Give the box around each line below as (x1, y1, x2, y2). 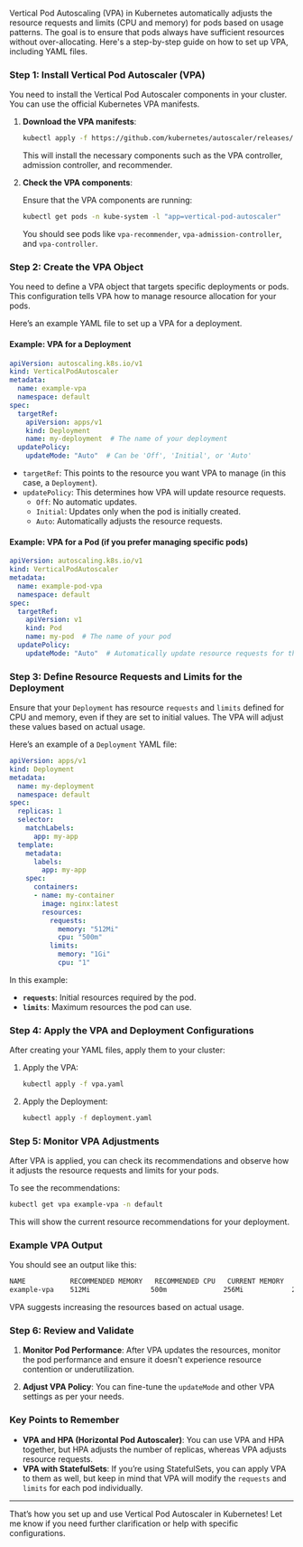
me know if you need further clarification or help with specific (9, 1518, 239, 1529)
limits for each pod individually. (22, 1482, 143, 1493)
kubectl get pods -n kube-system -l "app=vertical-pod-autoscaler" (22, 212, 282, 222)
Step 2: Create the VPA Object (9, 260, 144, 273)
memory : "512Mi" (57, 924, 119, 934)
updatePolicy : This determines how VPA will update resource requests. (22, 487, 287, 498)
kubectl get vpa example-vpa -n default (9, 1200, 164, 1210)
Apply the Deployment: (22, 1096, 108, 1107)
